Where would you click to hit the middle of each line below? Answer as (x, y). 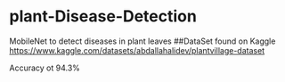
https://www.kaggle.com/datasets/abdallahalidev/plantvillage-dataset (137, 50)
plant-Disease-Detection (103, 16)
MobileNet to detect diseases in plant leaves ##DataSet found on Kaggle (142, 41)
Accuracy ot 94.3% (45, 68)
